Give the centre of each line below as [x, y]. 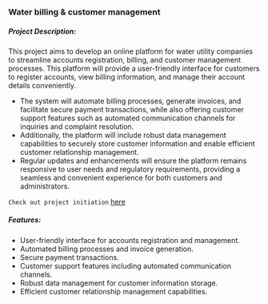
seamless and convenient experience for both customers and [121, 177]
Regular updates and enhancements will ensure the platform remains [133, 160]
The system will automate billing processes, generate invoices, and [130, 101]
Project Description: [42, 31]
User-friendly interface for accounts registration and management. [130, 240]
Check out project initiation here [67, 201]
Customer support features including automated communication [126, 265]
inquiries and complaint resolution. [77, 126]
